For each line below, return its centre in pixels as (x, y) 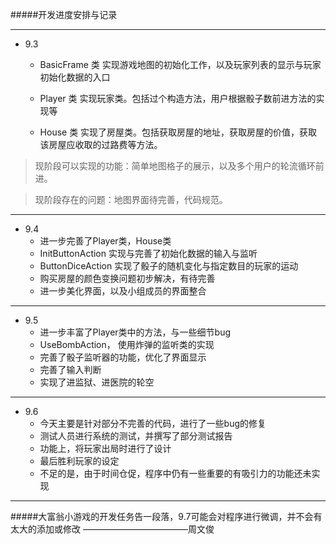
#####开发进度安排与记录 (64, 14)
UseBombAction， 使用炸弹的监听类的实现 (127, 344)
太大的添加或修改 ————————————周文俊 (112, 529)
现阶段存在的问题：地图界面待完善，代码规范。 (131, 199)
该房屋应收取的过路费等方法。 (101, 144)
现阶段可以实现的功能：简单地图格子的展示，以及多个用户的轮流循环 (175, 166)
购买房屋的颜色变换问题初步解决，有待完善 (127, 278)
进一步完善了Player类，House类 (105, 241)
